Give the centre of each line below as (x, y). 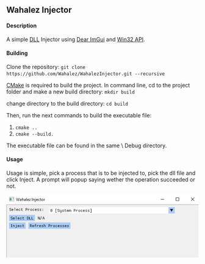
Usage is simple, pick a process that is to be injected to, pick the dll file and (101, 173)
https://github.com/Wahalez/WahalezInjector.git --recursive (86, 74)
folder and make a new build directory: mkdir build (71, 92)
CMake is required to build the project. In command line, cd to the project (98, 85)
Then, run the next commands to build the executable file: (79, 115)
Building (17, 53)
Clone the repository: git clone (46, 67)
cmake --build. (34, 134)
